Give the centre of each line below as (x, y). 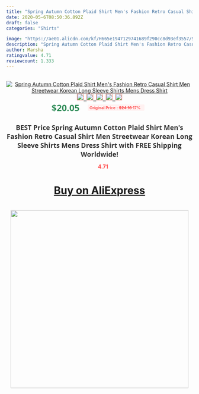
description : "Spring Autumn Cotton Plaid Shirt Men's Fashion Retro (94, 45)
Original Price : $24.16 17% (115, 107)
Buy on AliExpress (99, 191)
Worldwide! (99, 154)
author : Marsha (25, 50)
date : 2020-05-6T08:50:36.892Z (45, 17)
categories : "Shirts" (33, 28)
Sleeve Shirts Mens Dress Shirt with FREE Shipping (99, 145)
